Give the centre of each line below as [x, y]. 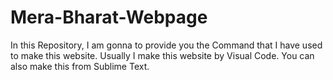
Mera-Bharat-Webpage [109, 17]
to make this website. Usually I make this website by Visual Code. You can [162, 55]
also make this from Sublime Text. [80, 66]
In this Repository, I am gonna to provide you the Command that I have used [166, 45]
